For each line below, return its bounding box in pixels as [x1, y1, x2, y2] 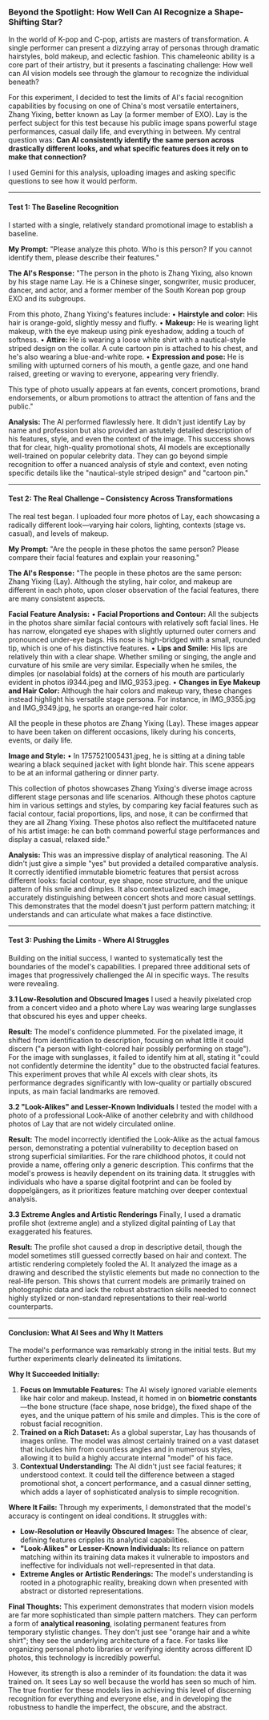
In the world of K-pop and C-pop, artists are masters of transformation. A [8, 34, 250, 44]
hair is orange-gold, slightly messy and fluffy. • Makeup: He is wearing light [8, 317, 259, 327]
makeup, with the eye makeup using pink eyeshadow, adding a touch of [8, 326, 244, 336]
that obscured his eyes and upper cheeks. [8, 1011, 147, 1021]
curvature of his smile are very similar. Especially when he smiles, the [8, 660, 238, 670]
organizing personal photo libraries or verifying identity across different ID [8, 1645, 253, 1654]
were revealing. [8, 978, 59, 988]
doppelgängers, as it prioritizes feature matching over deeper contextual [8, 1185, 248, 1195]
